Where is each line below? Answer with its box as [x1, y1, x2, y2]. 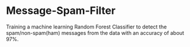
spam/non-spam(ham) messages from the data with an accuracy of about [6, 29, 184, 36]
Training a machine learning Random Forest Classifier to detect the [6, 23, 167, 30]
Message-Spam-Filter [6, 4, 116, 17]
